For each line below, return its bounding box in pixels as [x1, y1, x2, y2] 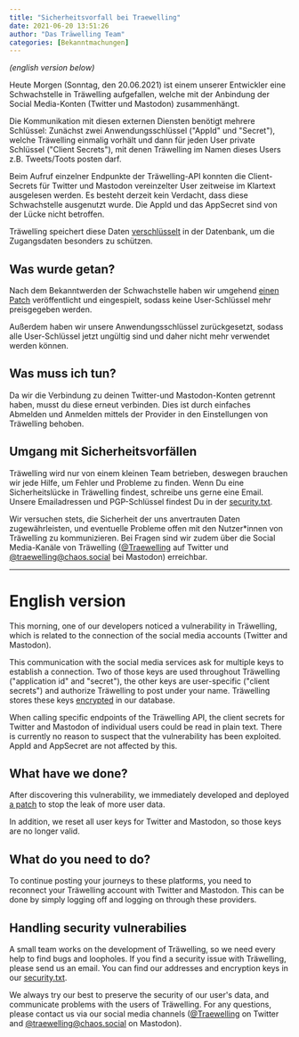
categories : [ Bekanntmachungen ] [9, 37, 129, 47]
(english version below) [9, 62, 95, 73]
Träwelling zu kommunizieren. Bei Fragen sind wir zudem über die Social [9, 532, 276, 543]
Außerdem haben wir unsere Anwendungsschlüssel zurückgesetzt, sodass [9, 322, 284, 333]
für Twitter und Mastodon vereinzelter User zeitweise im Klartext [39, 180, 276, 192]
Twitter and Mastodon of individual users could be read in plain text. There [9, 721, 283, 732]
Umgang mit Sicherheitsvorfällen [9, 444, 198, 459]
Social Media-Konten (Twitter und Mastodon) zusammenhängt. [9, 99, 240, 110]
